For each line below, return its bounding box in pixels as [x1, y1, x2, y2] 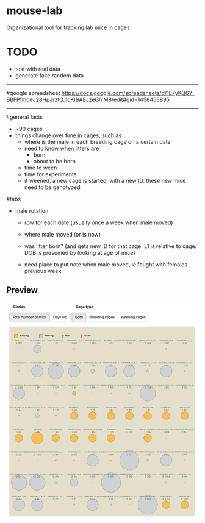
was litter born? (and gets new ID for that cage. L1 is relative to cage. [24, 242, 197, 250]
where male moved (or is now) [24, 230, 101, 238]
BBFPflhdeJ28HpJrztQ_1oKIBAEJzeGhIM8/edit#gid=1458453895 [6, 96, 170, 103]
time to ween [24, 164, 57, 171]
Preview [6, 285, 38, 296]
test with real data [15, 65, 61, 73]
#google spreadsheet [6, 89, 60, 96]
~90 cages [15, 125, 43, 132]
